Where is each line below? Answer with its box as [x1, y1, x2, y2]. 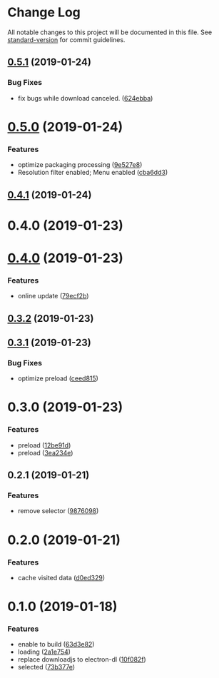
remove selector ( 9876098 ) [17, 507, 99, 515]
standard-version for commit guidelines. [7, 35, 126, 44]
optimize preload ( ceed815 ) [17, 374, 98, 383]
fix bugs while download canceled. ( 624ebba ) [17, 93, 153, 102]
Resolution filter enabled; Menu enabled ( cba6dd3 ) [17, 168, 168, 177]
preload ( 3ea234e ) [17, 448, 73, 457]
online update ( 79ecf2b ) [17, 292, 89, 300]
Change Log [7, 4, 81, 21]
